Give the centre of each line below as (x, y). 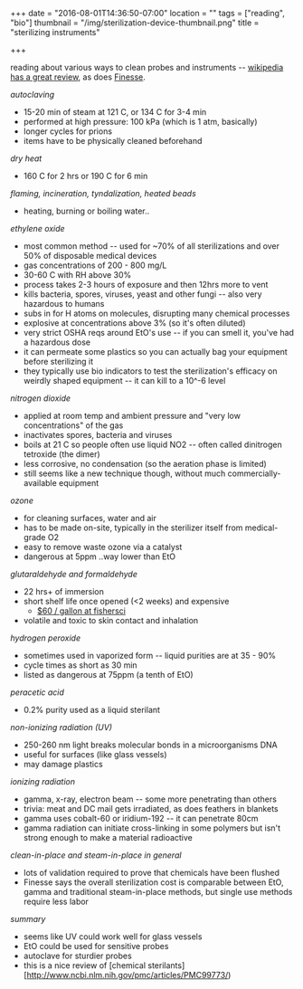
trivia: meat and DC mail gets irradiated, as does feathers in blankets (151, 808)
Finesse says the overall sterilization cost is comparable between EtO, (153, 882)
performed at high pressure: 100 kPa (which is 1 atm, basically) (140, 122)
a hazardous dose (57, 342)
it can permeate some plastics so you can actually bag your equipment (155, 352)
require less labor (56, 901)
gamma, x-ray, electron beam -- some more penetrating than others (150, 799)
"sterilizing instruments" (55, 32)
